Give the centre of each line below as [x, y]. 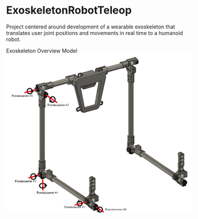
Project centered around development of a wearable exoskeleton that [91, 27]
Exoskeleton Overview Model [42, 50]
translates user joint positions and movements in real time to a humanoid [95, 33]
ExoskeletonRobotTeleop [69, 10]
